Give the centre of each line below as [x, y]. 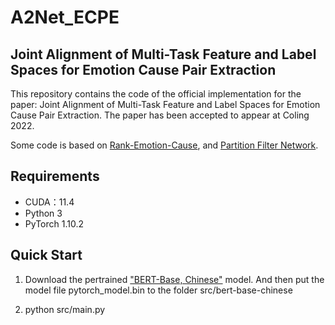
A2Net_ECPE [65, 17]
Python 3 [43, 213]
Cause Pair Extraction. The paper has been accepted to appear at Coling [160, 115]
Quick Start [46, 255]
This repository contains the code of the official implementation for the [156, 94]
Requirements [55, 176]
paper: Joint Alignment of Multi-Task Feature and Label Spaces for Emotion [165, 104]
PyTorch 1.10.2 [54, 223]
